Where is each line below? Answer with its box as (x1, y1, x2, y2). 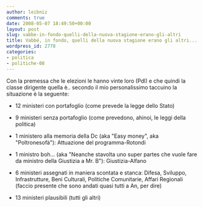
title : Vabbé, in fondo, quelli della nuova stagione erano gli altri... (6, 37, 198, 43)
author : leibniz (6, 9, 48, 15)
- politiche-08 (6, 60, 45, 66)
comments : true (6, 15, 45, 21)
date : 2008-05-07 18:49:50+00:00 (6, 20, 91, 26)
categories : (6, 49, 37, 55)
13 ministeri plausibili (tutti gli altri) (15, 194, 101, 201)
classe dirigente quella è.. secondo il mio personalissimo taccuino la (6, 83, 177, 91)
